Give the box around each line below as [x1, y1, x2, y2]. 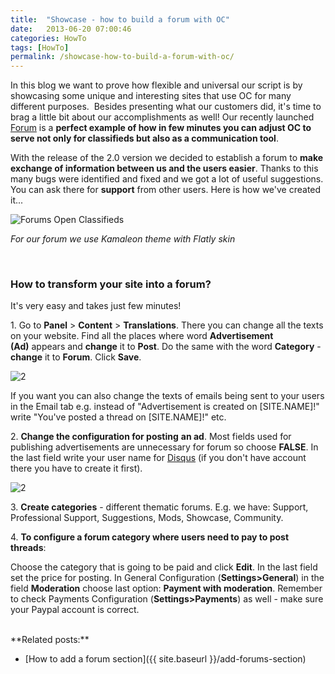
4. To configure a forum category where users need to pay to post [10, 531, 290, 543]
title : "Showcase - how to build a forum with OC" [10, 14, 230, 25]
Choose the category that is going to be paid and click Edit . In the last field [10, 561, 318, 573]
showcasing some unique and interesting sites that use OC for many [10, 90, 292, 102]
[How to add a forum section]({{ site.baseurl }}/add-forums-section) [24, 653, 307, 665]
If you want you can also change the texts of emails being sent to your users [10, 390, 325, 402]
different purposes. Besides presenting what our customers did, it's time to [10, 101, 322, 113]
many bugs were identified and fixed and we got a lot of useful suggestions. [10, 173, 324, 185]
